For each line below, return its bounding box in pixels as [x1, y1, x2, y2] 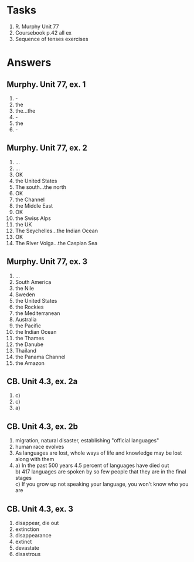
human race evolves [15, 443, 64, 451]
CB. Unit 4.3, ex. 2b [6, 421, 79, 431]
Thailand [15, 347, 37, 354]
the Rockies [15, 303, 44, 310]
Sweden [15, 291, 36, 298]
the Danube [15, 341, 44, 348]
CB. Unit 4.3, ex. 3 [6, 504, 74, 514]
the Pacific [15, 322, 42, 329]
